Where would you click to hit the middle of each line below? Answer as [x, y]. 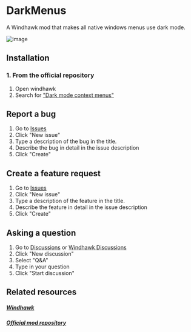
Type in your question [42, 267]
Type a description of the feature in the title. [70, 201]
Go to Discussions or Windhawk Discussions [71, 247]
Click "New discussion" [44, 254]
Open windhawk [35, 88]
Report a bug [31, 114]
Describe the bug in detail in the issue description [77, 148]
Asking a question [41, 233]
